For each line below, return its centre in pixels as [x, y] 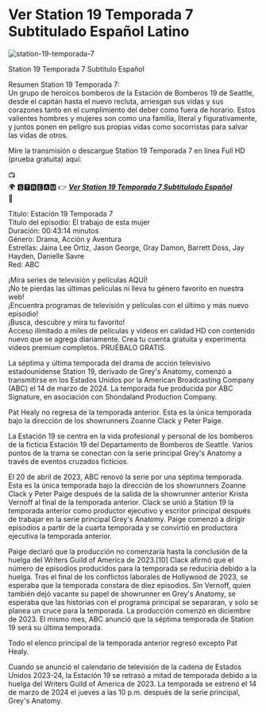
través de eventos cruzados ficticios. [69, 461]
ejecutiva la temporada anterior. [60, 536]
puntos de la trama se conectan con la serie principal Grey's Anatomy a [125, 453]
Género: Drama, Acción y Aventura [65, 239]
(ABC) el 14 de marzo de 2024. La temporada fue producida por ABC [121, 388]
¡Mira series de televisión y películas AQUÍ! [78, 279]
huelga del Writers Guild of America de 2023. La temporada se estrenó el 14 [132, 684]
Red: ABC [24, 264]
